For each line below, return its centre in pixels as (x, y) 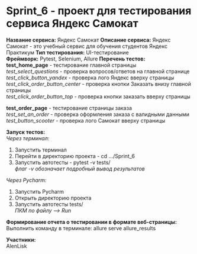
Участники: (21, 239)
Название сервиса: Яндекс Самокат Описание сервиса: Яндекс (88, 40)
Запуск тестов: (26, 132)
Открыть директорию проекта (53, 198)
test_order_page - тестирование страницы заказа (69, 108)
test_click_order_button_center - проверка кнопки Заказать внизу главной (98, 83)
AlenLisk (17, 246)
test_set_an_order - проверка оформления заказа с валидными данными (98, 114)
